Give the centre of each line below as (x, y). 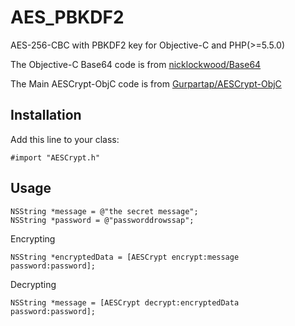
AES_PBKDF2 (67, 17)
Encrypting (33, 238)
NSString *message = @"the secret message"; (104, 211)
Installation (46, 115)
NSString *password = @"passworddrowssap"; (102, 220)
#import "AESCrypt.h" (55, 157)
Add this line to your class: (65, 139)
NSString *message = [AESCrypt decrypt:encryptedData (125, 302)
